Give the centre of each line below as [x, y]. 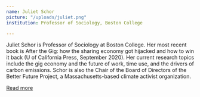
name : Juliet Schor [30, 12]
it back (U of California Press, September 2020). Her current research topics [100, 58]
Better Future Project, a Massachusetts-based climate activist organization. [99, 76]
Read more [20, 88]
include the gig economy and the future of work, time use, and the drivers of [100, 64]
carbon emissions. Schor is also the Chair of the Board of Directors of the [96, 70]
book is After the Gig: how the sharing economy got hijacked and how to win [100, 51]
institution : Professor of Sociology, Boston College [75, 23]
